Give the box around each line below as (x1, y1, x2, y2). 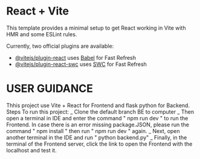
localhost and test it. (6, 146, 57, 154)
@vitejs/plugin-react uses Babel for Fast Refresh (15, 54, 137, 61)
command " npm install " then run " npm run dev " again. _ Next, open (6, 127, 180, 134)
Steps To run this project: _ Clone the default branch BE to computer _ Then (6, 108, 195, 115)
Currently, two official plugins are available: (6, 42, 114, 50)
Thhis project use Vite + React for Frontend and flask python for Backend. (6, 102, 190, 109)
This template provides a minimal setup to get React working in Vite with (6, 24, 186, 31)
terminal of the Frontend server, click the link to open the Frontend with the (6, 140, 193, 148)
